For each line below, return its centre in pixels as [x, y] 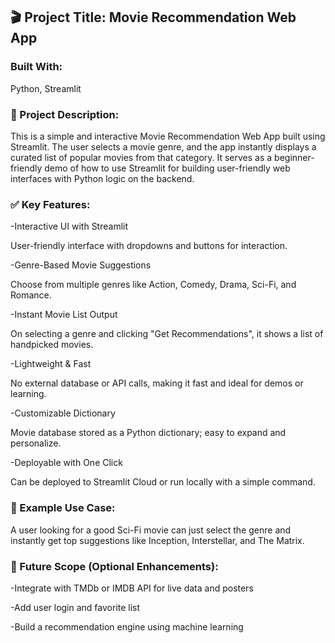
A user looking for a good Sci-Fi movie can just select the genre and [151, 530]
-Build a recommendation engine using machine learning [127, 626]
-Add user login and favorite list [75, 607]
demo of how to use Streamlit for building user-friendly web [167, 168]
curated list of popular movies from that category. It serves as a [141, 157]
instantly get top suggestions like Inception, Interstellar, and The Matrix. [157, 540]
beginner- [294, 157]
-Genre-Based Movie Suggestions [81, 265]
